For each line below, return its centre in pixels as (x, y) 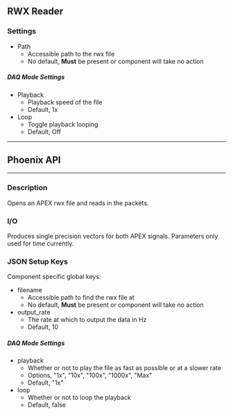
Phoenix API (34, 160)
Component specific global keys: (54, 277)
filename (30, 290)
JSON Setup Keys (37, 262)
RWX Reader (35, 11)
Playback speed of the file (65, 102)
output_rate (34, 312)
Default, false (46, 405)
